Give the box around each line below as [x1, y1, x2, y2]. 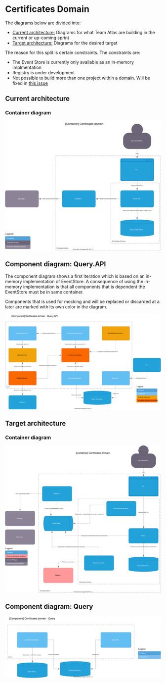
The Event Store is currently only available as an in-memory [12, 59, 134, 65]
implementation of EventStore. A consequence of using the [23, 278, 144, 284]
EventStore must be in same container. [5, 289, 84, 295]
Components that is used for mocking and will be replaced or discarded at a [5, 298, 160, 304]
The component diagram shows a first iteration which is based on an [5, 273, 145, 279]
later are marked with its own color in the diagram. [5, 303, 108, 310]
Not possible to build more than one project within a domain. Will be [12, 75, 151, 81]
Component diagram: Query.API [5, 260, 106, 268]
